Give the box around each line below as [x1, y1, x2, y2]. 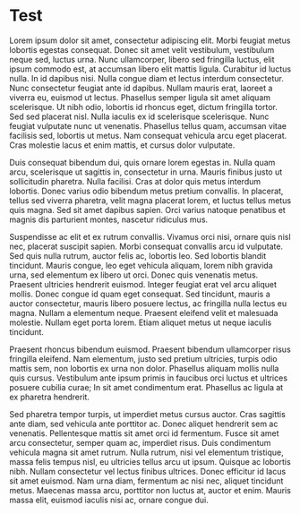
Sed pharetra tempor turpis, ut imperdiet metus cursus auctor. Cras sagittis [9, 408, 287, 419]
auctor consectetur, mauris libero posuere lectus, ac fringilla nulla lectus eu [9, 297, 287, 309]
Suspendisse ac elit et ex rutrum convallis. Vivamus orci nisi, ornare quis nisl [9, 231, 291, 242]
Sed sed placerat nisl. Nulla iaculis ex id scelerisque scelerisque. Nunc [9, 111, 270, 122]
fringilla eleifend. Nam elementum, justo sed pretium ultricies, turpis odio [9, 353, 278, 364]
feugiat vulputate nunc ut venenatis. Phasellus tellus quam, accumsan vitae [9, 120, 287, 131]
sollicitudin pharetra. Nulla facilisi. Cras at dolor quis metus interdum [9, 176, 261, 186]
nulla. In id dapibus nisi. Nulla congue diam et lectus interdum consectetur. [9, 73, 284, 83]
